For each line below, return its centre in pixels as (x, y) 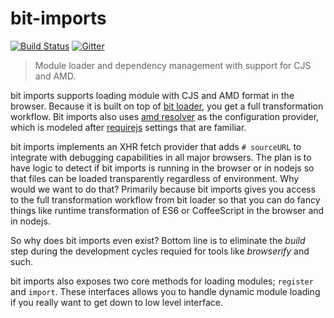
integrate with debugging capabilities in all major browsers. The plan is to (161, 157)
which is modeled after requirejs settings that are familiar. (128, 127)
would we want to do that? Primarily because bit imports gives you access (163, 189)
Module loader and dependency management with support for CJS (173, 65)
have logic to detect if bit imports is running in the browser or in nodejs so (162, 168)
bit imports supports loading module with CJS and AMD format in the (152, 95)
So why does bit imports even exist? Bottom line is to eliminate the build (158, 240)
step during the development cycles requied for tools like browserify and (160, 251)
